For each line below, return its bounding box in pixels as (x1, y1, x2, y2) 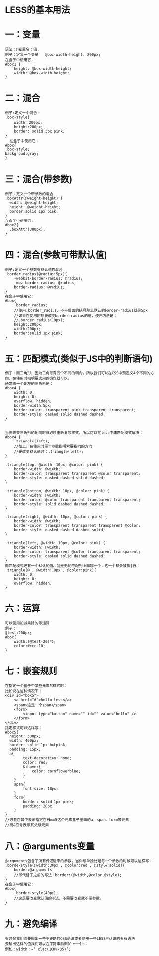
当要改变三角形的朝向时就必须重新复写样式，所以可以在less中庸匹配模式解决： (5, 430, 143, 435)
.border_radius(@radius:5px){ (5, 271, 68, 276)
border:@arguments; (14, 867, 54, 872)
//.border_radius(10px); (14, 317, 65, 323)
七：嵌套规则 (5, 666, 58, 677)
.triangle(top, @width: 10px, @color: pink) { (5, 462, 103, 467)
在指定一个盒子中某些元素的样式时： (5, 683, 68, 688)
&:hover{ (23, 764, 41, 769)
